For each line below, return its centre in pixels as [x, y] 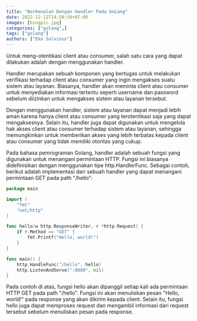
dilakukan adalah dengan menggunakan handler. [65, 62]
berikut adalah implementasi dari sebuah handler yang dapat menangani [94, 171]
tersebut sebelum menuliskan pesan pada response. [70, 312]
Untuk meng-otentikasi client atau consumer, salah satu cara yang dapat [94, 56]
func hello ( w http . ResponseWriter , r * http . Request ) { [75, 227]
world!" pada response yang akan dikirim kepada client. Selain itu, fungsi [95, 299]
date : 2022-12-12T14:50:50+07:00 [47, 17]
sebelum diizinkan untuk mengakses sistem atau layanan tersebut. [87, 99]
